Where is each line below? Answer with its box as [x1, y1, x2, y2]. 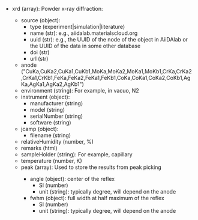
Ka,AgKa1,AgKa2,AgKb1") [20, 81, 84, 88]
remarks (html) [20, 144, 58, 151]
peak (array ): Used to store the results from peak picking [20, 163, 162, 171]
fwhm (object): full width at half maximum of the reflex [29, 195, 165, 201]
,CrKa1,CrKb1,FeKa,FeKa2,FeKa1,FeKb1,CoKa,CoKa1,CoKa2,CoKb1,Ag [20, 75, 191, 81]
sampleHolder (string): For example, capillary [20, 151, 133, 158]
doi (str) [29, 49, 50, 56]
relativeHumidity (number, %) [20, 138, 94, 145]
